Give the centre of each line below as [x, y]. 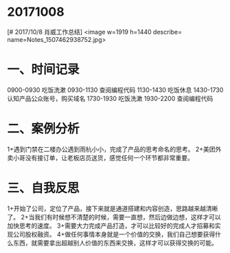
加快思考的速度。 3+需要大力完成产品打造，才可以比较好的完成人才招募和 [111, 225]
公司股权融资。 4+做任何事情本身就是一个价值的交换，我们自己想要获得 [114, 234]
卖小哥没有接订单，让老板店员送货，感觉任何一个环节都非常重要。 [100, 157]
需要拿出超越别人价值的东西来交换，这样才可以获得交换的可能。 [127, 243]
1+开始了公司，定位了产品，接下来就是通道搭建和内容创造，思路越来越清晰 [113, 208]
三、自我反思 [44, 188]
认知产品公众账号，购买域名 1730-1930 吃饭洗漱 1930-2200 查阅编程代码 [110, 98]
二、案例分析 [44, 129]
